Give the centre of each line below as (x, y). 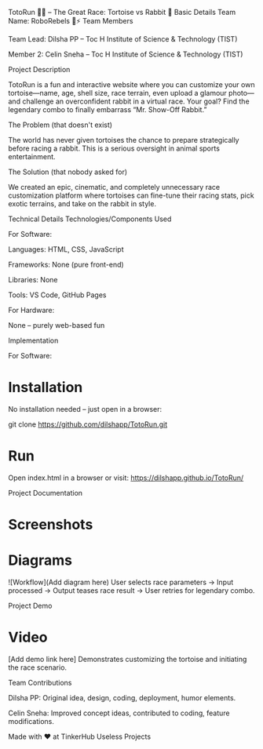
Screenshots (51, 525)
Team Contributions (40, 682)
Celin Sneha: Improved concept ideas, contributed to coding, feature (119, 713)
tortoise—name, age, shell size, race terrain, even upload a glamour (118, 93)
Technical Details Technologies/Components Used (90, 219)
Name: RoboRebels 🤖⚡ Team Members (71, 21)
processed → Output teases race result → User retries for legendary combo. (131, 591)
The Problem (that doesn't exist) (60, 125)
